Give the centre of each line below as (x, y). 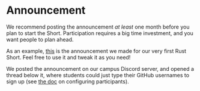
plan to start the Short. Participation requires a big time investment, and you (100, 33)
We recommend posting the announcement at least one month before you (98, 27)
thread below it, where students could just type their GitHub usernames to (98, 75)
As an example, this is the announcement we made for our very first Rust (96, 51)
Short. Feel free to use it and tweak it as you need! (68, 57)
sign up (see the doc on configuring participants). (68, 81)
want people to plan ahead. (40, 39)
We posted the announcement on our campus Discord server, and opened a (100, 68)
